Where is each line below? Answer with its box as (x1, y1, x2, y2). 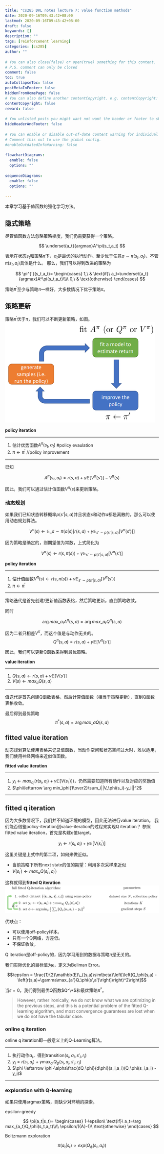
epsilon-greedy (5, 1108, 36, 1114)
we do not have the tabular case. (17, 1013, 83, 1019)
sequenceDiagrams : (5, 173, 42, 178)
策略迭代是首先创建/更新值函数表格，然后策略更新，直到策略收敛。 (5, 598, 140, 604)
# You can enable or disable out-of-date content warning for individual (5, 132, 159, 137)
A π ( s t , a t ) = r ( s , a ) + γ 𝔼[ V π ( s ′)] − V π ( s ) (44, 473, 120, 482)
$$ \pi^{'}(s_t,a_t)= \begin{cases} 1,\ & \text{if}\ (15, 270, 111, 276)
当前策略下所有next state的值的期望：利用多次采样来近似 (12, 862, 126, 868)
